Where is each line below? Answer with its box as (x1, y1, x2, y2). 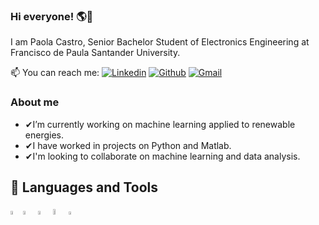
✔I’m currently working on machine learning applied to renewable (24, 118, 296, 130)
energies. (24, 129, 64, 141)
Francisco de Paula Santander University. (10, 47, 181, 59)
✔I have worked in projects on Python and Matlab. (24, 139, 232, 151)
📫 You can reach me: (10, 67, 100, 79)
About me (10, 95, 60, 109)
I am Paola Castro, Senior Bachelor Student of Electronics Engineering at (10, 36, 310, 48)
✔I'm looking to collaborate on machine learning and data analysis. (24, 150, 301, 162)
